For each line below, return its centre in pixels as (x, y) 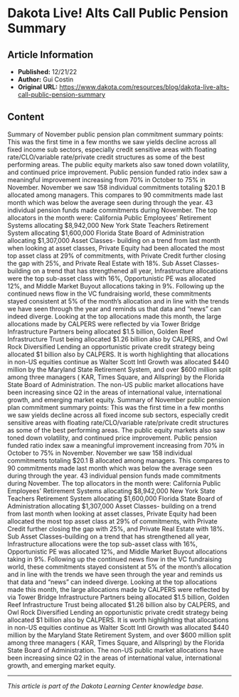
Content (26, 117)
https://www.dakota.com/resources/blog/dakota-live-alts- (144, 87)
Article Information (51, 55)
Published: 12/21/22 (47, 72)
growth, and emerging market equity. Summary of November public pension (119, 400)
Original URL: (38, 87)
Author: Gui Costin (46, 79)
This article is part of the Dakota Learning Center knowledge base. (106, 686)
